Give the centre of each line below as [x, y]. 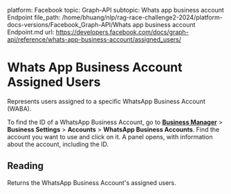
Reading [25, 166]
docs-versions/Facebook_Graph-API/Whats [69, 25]
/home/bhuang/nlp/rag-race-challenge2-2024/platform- [142, 17]
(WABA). [19, 108]
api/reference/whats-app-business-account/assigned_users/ [94, 39]
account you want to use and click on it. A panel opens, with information [110, 136]
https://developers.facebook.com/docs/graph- [122, 32]
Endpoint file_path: [34, 17]
